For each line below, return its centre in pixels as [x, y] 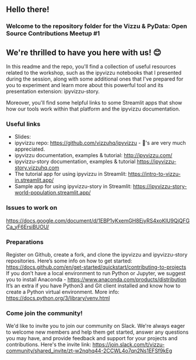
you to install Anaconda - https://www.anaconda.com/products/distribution [96, 279]
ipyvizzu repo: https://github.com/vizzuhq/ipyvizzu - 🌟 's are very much [100, 143]
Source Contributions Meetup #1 [53, 33]
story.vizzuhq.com [37, 168]
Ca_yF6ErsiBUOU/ [28, 227]
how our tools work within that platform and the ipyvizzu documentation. [93, 109]
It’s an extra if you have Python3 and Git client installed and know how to [93, 286]
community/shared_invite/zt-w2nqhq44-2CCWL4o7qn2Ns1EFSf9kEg [89, 351]
